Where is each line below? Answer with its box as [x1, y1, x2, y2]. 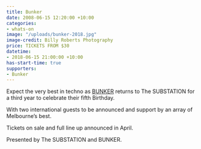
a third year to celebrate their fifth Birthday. [6, 94, 115, 102]
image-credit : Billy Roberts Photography [6, 37, 114, 43]
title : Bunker [6, 9, 43, 15]
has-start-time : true [6, 60, 62, 66]
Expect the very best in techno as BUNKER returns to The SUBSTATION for [6, 88, 195, 95]
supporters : [6, 65, 37, 72]
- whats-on [6, 26, 34, 32]
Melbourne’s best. [6, 113, 52, 120]
